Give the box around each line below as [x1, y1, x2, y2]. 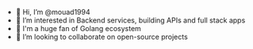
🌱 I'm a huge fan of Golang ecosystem [15, 24, 141, 33]
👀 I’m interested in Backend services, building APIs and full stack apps [15, 16, 246, 25]
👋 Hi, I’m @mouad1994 [15, 8, 90, 16]
